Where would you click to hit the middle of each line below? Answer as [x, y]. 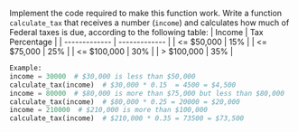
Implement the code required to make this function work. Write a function [146, 13]
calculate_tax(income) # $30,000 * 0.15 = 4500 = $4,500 [123, 85]
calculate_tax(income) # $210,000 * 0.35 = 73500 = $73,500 [127, 118]
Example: [26, 68]
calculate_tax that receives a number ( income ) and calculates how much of [149, 23]
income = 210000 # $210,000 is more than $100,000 [108, 110]
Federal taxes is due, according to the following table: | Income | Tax [136, 32]
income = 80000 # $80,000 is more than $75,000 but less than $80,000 [147, 93]
